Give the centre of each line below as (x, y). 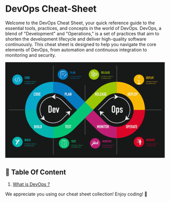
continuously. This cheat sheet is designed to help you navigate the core (81, 44)
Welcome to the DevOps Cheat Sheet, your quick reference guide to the (80, 23)
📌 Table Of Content (36, 172)
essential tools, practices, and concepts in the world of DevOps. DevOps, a (83, 28)
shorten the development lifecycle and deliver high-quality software (76, 39)
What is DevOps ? (31, 184)
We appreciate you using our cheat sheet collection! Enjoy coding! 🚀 (76, 194)
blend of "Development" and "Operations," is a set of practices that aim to (82, 33)
